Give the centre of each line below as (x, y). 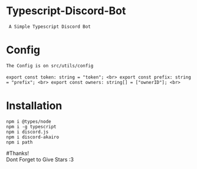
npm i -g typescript (32, 126)
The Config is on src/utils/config (50, 66)
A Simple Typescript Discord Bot (50, 27)
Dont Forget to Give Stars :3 (40, 159)
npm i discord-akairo (33, 137)
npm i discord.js (27, 132)
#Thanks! (18, 153)
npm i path (19, 142)
